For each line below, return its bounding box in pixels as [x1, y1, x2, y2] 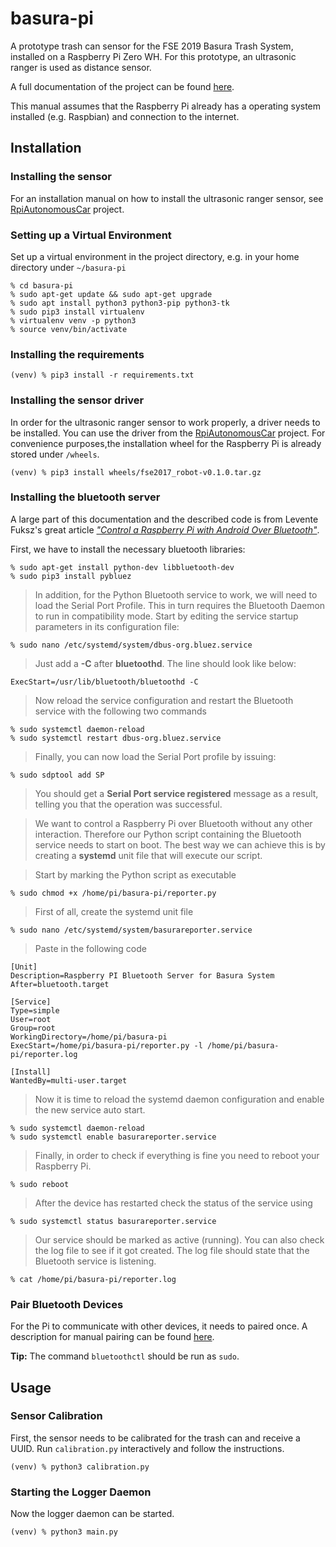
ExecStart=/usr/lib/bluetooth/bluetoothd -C [10, 677, 199, 687]
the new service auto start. [34, 1103, 146, 1116]
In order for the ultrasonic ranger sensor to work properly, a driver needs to [10, 416, 321, 428]
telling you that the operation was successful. [34, 798, 223, 810]
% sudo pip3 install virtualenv [10, 307, 145, 317]
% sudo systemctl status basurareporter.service [10, 1216, 217, 1226]
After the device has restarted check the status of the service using [34, 1197, 313, 1209]
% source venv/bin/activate [10, 324, 128, 334]
